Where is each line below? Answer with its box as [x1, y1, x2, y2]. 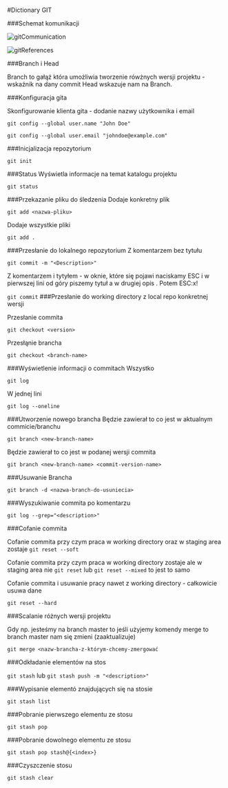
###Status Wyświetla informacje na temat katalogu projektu [7, 170, 178, 178]
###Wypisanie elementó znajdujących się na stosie [7, 685, 153, 693]
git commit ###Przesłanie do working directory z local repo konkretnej [7, 293, 208, 300]
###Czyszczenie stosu [7, 761, 72, 769]
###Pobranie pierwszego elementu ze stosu [7, 711, 133, 718]
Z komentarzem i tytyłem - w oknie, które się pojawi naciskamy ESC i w [7, 272, 210, 280]
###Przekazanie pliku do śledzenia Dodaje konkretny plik [7, 195, 170, 203]
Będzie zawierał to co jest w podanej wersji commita [7, 448, 156, 456]
